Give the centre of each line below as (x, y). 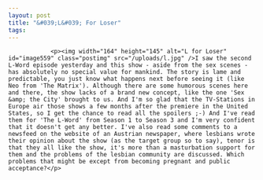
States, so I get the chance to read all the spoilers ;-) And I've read (132, 114)
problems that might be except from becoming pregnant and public (119, 162)
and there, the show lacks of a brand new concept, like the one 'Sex (126, 93)
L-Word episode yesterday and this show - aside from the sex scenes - (128, 65)
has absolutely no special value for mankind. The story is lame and (125, 72)
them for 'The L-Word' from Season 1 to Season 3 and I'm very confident (132, 120)
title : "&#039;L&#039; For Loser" (65, 23)
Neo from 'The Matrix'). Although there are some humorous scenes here (128, 86)
